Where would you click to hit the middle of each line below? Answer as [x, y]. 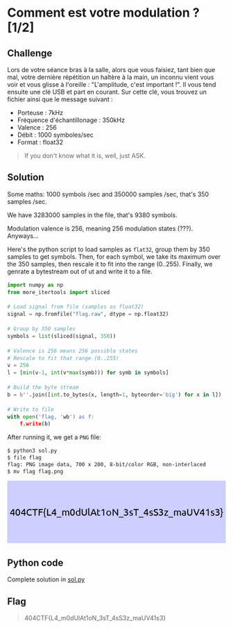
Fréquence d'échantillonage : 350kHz [71, 120]
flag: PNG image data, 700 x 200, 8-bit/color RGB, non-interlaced [107, 465]
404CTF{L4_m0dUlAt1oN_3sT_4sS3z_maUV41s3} [95, 618]
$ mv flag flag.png [35, 472]
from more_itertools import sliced [59, 292]
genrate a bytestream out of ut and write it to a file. [80, 271]
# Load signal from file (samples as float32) [76, 307]
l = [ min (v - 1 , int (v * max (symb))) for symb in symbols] [88, 373]
